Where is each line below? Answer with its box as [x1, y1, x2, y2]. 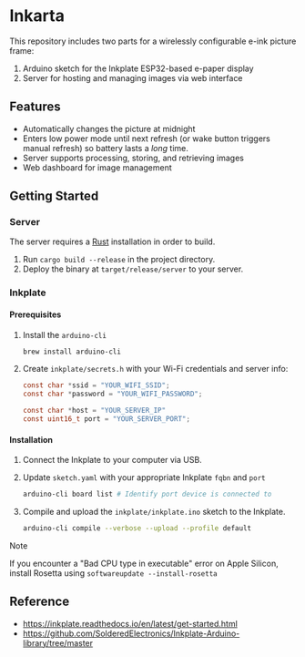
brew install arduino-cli [22, 347, 121, 356]
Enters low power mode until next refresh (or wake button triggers [22, 133, 271, 144]
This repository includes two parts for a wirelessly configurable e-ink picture [9, 36, 297, 46]
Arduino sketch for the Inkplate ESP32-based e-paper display [22, 63, 254, 74]
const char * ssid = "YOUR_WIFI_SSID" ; [22, 381, 170, 390]
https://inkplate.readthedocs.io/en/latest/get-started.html [22, 618, 239, 629]
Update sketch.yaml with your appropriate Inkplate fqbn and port [22, 472, 266, 483]
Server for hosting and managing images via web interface [22, 72, 243, 83]
